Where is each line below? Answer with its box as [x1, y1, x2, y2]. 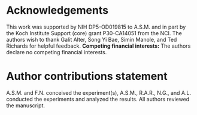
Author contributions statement [6, 70, 168, 83]
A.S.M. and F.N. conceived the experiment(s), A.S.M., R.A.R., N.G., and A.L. [6, 89, 192, 96]
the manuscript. [6, 102, 46, 109]
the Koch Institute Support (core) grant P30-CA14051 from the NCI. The [6, 29, 183, 36]
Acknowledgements [6, 4, 109, 17]
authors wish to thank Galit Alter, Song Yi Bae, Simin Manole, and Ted [6, 36, 177, 43]
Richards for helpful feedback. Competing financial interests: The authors [6, 42, 191, 49]
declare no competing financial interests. [6, 48, 107, 55]
